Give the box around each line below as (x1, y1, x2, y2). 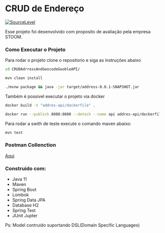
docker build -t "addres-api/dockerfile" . (5, 103, 96, 108)
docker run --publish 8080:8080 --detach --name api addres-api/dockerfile (5, 111, 164, 117)
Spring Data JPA (12, 197, 46, 203)
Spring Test (12, 207, 36, 213)
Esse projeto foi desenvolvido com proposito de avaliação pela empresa (5, 28, 151, 34)
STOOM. (5, 34, 23, 40)
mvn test (5, 130, 23, 135)
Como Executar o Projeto (5, 46, 66, 53)
